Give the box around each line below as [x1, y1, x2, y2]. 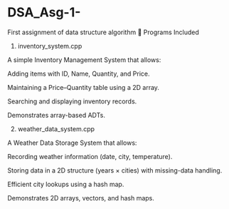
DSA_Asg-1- [7, 4, 81, 21]
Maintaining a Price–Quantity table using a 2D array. [7, 83, 160, 91]
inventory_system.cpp [17, 41, 82, 50]
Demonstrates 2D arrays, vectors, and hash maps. [7, 193, 155, 202]
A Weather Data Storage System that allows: [7, 138, 137, 147]
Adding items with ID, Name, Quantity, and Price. [7, 69, 150, 78]
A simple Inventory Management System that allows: [7, 55, 161, 64]
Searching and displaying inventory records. [7, 97, 137, 106]
